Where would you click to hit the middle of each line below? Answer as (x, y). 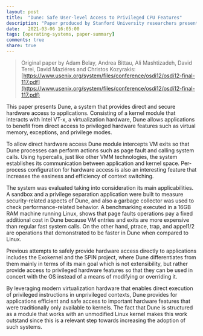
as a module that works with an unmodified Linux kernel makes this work (97, 314)
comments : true (25, 40)
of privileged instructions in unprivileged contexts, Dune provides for (92, 294)
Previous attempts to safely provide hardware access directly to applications (101, 251)
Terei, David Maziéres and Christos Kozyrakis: (78, 69)
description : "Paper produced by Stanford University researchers (92, 23)
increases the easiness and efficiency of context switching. (80, 176)
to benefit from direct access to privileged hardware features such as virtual (101, 126)
